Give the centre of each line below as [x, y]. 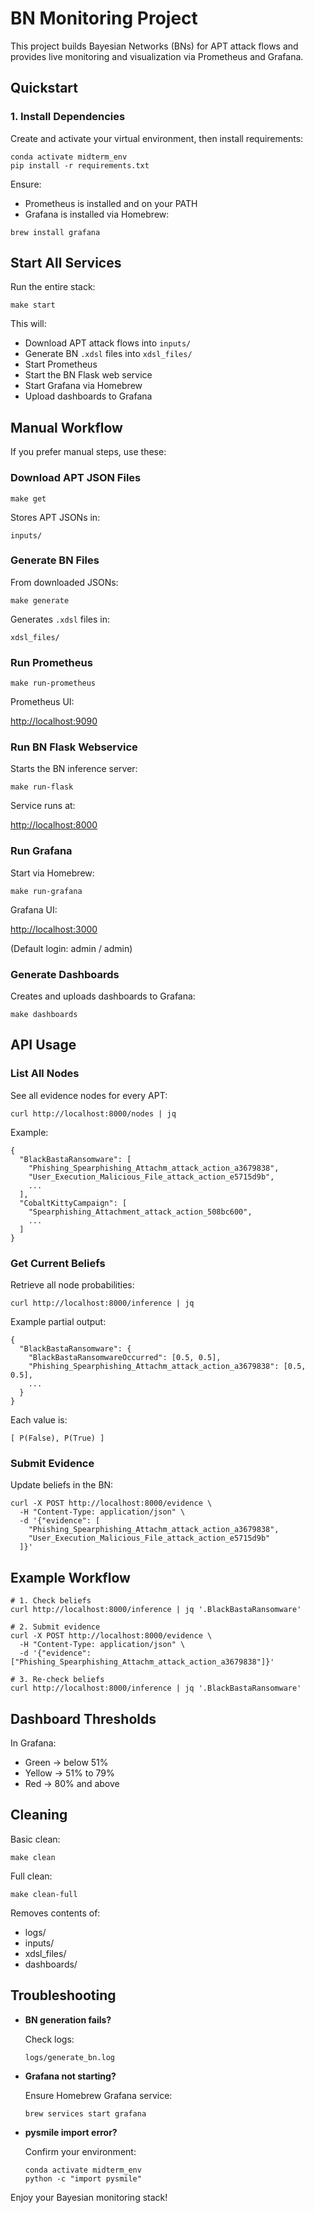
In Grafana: [33, 1743]
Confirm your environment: [80, 2151]
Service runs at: [43, 806]
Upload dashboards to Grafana [88, 396]
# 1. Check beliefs [51, 1601]
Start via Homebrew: [52, 873]
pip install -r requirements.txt [80, 165]
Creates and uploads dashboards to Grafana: [103, 996]
